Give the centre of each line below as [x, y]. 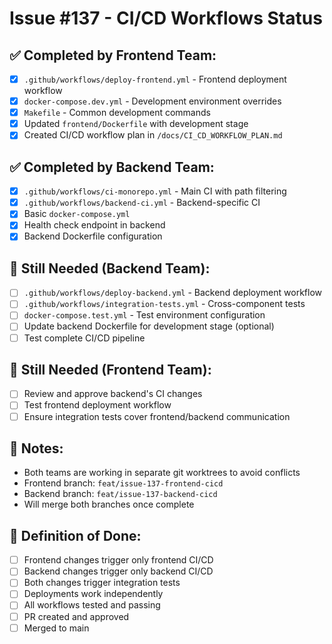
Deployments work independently [93, 594]
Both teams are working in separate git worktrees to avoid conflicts [162, 473]
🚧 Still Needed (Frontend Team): [110, 369]
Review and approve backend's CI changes [113, 394]
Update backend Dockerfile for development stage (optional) [149, 326]
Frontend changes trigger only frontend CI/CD [118, 560]
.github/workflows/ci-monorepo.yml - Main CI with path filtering [155, 191]
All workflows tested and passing [92, 605]
